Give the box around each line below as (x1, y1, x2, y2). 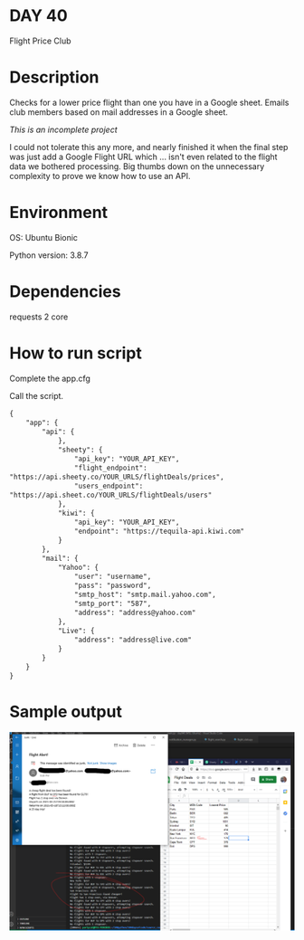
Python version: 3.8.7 (9, 250, 89, 261)
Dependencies (9, 281, 121, 301)
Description (9, 67, 100, 88)
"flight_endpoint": (73, 463, 147, 472)
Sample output (9, 701, 122, 722)
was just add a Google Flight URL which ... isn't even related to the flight (9, 151, 278, 162)
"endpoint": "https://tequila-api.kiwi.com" (73, 527, 245, 536)
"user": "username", (73, 572, 152, 581)
